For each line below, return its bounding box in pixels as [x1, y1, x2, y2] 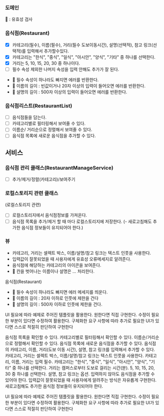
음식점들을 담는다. [12, 114, 47, 120]
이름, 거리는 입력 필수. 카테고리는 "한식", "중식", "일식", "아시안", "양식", [11, 358, 148, 365]
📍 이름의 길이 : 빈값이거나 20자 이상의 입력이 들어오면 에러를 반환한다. [12, 83, 146, 88]
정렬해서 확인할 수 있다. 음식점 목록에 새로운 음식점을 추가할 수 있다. [14, 340, 143, 346]
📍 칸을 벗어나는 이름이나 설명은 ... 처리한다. [12, 268, 94, 274]
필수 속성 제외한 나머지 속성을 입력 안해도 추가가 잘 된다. [12, 66, 119, 72]
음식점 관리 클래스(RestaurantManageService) [5, 164, 114, 171]
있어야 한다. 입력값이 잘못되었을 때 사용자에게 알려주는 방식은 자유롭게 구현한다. [5, 377, 157, 383]
